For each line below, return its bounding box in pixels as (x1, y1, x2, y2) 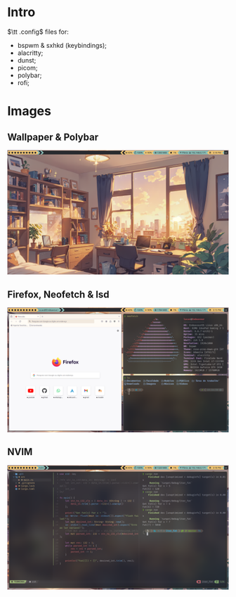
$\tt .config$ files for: (7, 27, 69, 36)
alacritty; (17, 49, 44, 57)
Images (7, 103, 51, 120)
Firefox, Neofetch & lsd (7, 288, 110, 300)
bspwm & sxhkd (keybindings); (17, 41, 107, 49)
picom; (17, 63, 38, 72)
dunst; (17, 56, 37, 64)
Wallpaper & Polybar (7, 131, 99, 143)
